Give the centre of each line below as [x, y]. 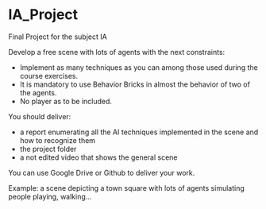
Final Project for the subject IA [58, 37]
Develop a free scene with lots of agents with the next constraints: [117, 52]
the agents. [38, 92]
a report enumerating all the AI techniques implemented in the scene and [139, 132]
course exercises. [48, 75]
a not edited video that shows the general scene [98, 157]
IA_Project [43, 15]
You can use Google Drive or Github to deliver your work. [102, 172]
